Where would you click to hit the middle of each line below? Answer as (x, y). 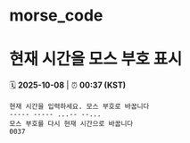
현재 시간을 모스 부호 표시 (96, 59)
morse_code (56, 16)
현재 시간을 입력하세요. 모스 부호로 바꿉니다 (79, 107)
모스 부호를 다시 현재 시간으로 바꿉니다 (71, 124)
